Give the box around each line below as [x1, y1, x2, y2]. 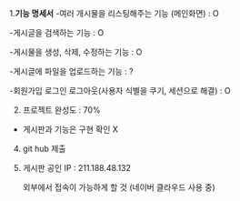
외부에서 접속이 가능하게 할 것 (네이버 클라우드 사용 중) [22, 182, 215, 193]
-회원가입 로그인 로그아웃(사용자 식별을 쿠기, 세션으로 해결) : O [9, 85, 231, 95]
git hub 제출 [22, 144, 66, 154]
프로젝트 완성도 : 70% [22, 105, 102, 116]
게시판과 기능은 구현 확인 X [22, 124, 118, 135]
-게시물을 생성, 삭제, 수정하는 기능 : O [9, 46, 143, 57]
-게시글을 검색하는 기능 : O [9, 27, 105, 38]
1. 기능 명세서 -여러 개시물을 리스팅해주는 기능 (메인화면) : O [9, 8, 220, 18]
